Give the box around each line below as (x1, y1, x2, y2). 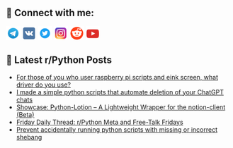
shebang (16, 132, 42, 141)
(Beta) (16, 110, 35, 118)
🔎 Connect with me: (6, 7, 94, 19)
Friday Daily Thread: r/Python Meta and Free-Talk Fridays (16, 118, 184, 126)
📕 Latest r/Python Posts (6, 54, 113, 66)
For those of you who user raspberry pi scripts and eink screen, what (16, 73, 218, 81)
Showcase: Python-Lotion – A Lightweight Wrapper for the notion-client (16, 103, 226, 111)
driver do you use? (16, 80, 72, 89)
